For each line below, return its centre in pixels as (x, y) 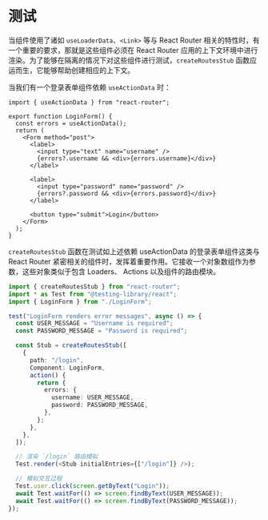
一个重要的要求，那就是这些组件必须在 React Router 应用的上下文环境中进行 (133, 50)
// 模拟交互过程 (39, 479)
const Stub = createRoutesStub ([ (71, 345)
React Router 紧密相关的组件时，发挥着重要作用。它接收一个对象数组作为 (129, 261)
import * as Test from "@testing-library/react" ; (93, 294)
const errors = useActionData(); (71, 123)
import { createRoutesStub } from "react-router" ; (94, 286)
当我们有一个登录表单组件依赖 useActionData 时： (90, 87)
